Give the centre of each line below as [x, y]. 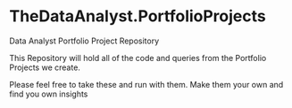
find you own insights [49, 94]
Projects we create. [45, 67]
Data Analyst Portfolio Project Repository [84, 41]
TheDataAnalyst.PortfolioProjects [138, 16]
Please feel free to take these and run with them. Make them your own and [146, 84]
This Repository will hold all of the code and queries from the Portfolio [138, 58]
